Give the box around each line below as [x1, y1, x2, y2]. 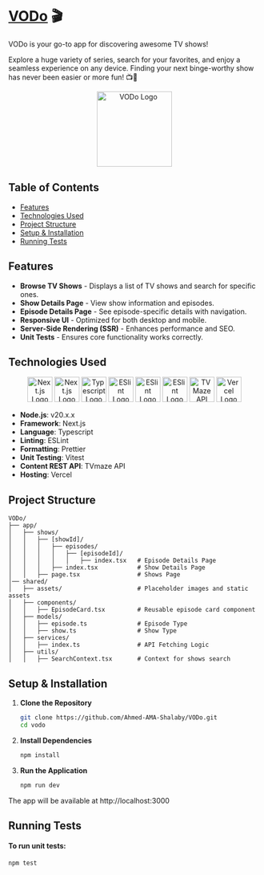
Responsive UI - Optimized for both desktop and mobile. [19, 315, 207, 324]
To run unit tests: [8, 841, 66, 851]
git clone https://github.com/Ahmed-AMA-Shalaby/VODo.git [19, 714, 218, 722]
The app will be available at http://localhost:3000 [8, 796, 170, 805]
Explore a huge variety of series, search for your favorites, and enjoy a [8, 55, 241, 64]
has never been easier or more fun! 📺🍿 [8, 72, 138, 82]
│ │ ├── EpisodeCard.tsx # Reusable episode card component [8, 606, 256, 614]
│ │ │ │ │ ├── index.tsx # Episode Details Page [8, 556, 217, 565]
